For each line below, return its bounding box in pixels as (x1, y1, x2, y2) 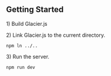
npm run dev (6, 64, 35, 70)
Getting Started (6, 5, 64, 15)
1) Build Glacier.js (6, 20, 48, 27)
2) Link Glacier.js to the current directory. (6, 32, 106, 39)
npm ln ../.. (6, 43, 38, 49)
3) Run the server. (6, 53, 50, 60)
